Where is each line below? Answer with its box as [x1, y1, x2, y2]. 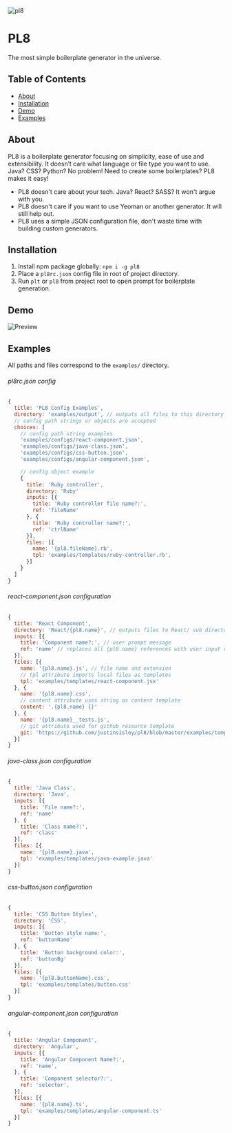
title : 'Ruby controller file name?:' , [32, 500, 147, 507]
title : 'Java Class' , [14, 785, 76, 791]
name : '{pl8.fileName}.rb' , [32, 545, 113, 552]
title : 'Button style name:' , [20, 930, 107, 937]
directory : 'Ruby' [25, 487, 79, 495]
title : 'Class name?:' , [20, 823, 89, 830]
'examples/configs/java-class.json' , [20, 443, 129, 450]
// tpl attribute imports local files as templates [20, 671, 171, 678]
